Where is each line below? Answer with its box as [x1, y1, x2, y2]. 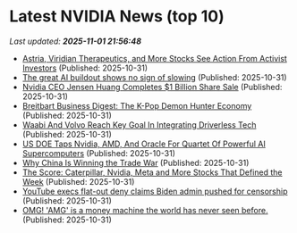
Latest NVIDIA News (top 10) [9, 6, 225, 27]
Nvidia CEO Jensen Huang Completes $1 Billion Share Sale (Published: [21, 81, 283, 92]
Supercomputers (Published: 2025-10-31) [21, 147, 176, 158]
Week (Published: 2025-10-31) [21, 176, 135, 187]
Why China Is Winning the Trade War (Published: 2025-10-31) [21, 157, 250, 168]
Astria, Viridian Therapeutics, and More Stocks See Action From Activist [21, 53, 288, 63]
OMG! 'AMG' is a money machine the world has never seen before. [21, 204, 268, 215]
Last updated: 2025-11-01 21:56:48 [9, 36, 141, 46]
